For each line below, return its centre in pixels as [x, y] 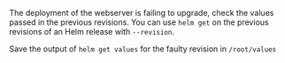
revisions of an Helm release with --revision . [92, 31]
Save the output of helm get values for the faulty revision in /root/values [143, 49]
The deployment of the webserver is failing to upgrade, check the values [142, 13]
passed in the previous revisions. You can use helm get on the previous [139, 22]
